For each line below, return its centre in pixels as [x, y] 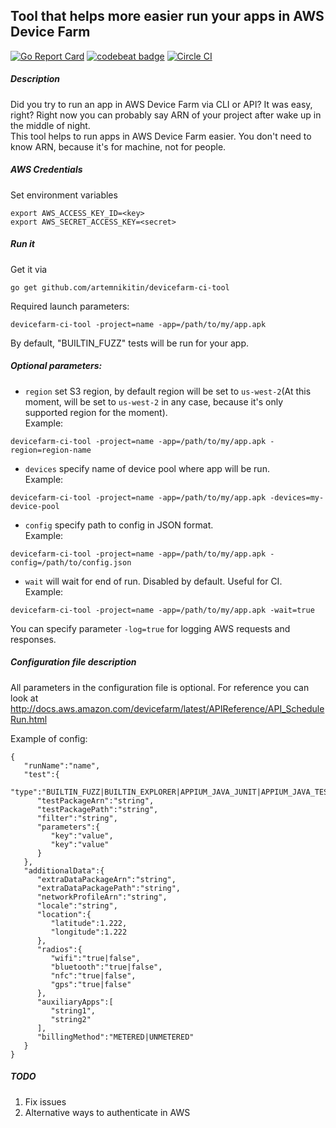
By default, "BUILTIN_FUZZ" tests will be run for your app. [129, 343]
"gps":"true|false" [91, 984]
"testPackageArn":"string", [95, 800]
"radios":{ [59, 949]
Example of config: [49, 738]
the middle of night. [50, 125]
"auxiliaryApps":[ [75, 1002]
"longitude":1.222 [89, 932]
